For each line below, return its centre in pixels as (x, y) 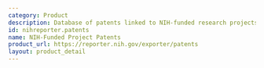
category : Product (38, 15)
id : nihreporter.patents (49, 30)
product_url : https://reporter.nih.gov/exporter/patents (103, 45)
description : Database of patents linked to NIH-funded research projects (133, 23)
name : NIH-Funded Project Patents (65, 37)
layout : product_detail (47, 52)
